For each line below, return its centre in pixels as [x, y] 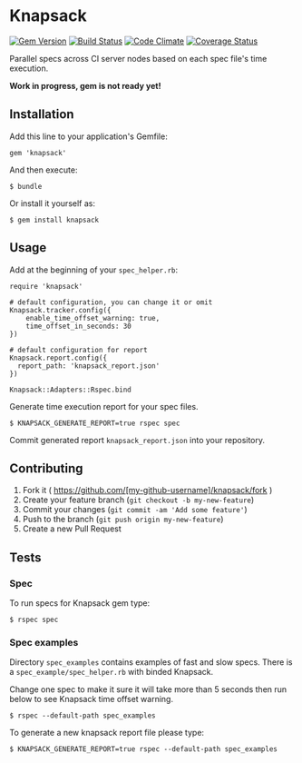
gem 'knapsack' [38, 153]
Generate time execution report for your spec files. [104, 406]
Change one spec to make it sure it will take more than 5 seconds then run [148, 689]
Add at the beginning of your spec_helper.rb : [94, 270]
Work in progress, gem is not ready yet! [85, 85]
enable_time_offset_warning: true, [93, 318]
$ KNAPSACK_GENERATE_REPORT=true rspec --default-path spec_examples [144, 749]
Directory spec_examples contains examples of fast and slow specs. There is [151, 662]
